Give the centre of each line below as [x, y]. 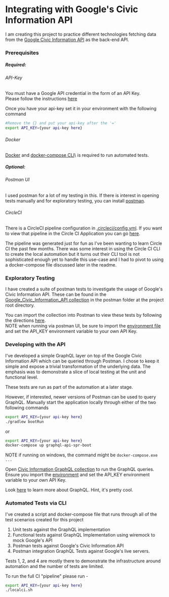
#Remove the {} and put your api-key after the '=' [61, 123]
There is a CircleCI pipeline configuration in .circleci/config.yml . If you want [84, 228]
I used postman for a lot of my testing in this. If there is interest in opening [82, 195]
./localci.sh [19, 590]
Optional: [15, 167]
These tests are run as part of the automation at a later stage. [69, 387]
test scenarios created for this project [45, 519]
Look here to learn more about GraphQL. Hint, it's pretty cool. [69, 490]
